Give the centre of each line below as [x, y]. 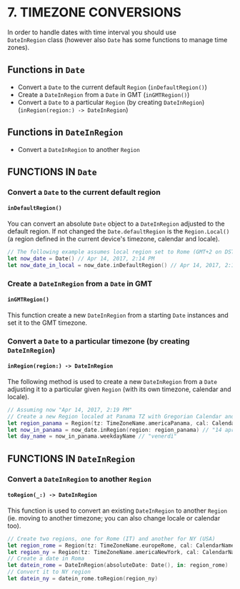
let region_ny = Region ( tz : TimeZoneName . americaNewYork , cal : [104, 552]
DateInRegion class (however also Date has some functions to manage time [117, 39]
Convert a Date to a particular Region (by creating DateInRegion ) [111, 102]
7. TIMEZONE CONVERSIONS [95, 12]
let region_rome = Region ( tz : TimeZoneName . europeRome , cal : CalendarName [121, 545]
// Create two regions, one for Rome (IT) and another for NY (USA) [111, 539]
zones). [19, 47]
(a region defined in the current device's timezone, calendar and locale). [114, 239]
